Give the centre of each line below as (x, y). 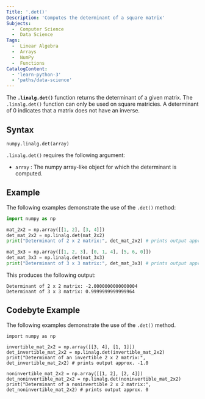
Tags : (13, 40)
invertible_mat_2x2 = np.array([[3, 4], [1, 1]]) (71, 347)
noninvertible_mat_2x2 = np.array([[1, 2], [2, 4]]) (75, 373)
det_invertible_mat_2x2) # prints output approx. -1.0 (77, 363)
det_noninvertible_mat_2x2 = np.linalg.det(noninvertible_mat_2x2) (94, 379)
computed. (29, 173)
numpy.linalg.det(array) (38, 144)
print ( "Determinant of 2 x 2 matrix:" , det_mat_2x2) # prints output (97, 241)
